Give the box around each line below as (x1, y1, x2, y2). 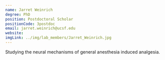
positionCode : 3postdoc (5, 21, 56, 26)
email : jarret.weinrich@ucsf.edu (5, 26, 76, 31)
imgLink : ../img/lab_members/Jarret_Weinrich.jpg (5, 35, 112, 40)
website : (5, 30, 24, 35)
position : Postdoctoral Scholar (5, 16, 73, 21)
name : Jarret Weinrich (5, 7, 53, 12)
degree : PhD (5, 12, 30, 17)
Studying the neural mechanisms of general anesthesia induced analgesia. (5, 48, 160, 55)
